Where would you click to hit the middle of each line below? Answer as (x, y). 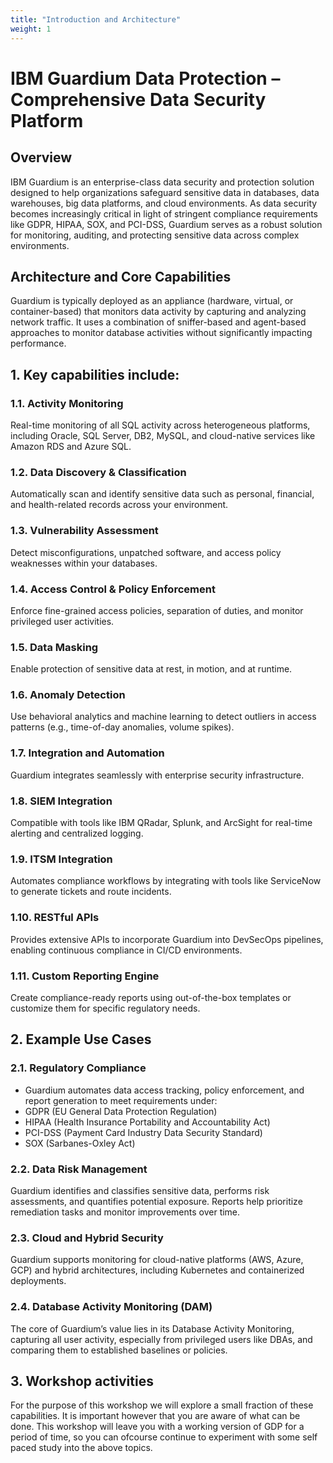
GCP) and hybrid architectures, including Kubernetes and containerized (157, 1270)
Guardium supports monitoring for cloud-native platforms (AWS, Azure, (157, 1260)
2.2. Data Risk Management (79, 1169)
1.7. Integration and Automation (87, 753)
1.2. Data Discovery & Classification (98, 472)
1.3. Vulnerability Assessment (84, 531)
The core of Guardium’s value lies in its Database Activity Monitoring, (152, 1328)
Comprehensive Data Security (138, 99)
